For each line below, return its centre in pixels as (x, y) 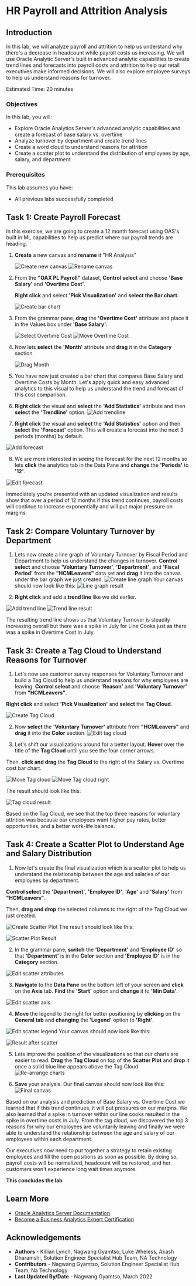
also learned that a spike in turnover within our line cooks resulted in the (93, 1114)
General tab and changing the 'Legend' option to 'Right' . (84, 1020)
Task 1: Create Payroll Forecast (63, 217)
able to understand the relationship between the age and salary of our (90, 1132)
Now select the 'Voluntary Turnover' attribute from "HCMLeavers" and (102, 727)
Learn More (27, 1199)
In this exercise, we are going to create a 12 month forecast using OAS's (93, 231)
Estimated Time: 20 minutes (40, 89)
